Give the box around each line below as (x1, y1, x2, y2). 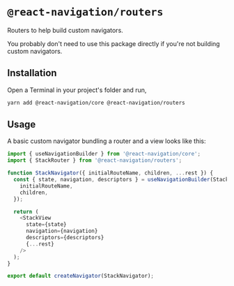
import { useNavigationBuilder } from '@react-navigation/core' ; (7, 151, 201, 158)
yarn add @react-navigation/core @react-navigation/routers (7, 99, 186, 106)
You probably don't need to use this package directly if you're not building (7, 39, 221, 47)
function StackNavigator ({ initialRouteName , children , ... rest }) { (7, 170, 214, 176)
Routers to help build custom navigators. (7, 26, 123, 34)
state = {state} (25, 221, 68, 228)
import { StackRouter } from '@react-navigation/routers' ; (7, 157, 182, 164)
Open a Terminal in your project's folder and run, (7, 86, 147, 94)
